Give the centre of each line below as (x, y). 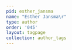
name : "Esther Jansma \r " (36, 17)
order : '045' (22, 27)
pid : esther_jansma (30, 11)
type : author (22, 22)
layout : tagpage (26, 33)
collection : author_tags (36, 38)
